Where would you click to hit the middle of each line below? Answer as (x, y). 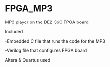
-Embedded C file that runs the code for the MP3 (55, 41)
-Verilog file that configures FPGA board (46, 50)
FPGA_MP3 (29, 9)
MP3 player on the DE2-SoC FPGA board (47, 22)
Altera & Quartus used (28, 60)
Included (14, 31)
